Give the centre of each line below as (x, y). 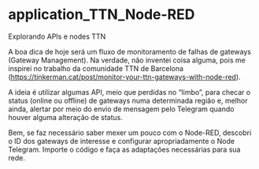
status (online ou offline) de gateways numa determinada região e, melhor (128, 100)
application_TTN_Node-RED (102, 15)
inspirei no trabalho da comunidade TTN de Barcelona (96, 68)
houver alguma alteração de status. (66, 117)
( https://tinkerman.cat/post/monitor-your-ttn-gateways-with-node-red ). (125, 77)
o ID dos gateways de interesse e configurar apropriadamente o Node (121, 141)
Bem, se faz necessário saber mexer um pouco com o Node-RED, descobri (130, 133)
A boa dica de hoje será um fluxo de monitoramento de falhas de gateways (130, 51)
